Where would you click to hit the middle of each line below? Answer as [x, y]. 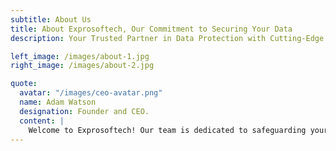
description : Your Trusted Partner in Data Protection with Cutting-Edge [167, 38]
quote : [24, 84]
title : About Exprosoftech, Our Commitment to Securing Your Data [151, 29]
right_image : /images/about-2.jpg [82, 66]
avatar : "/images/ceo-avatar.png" [91, 93]
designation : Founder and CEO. [84, 111]
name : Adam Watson [58, 102]
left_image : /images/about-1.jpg [80, 56]
